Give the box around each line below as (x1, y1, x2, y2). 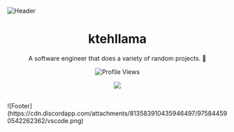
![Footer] (7, 101, 33, 110)
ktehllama (88, 31, 147, 47)
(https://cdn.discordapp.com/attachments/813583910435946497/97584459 (7, 109, 228, 117)
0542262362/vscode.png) (7, 116, 84, 125)
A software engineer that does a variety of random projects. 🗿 (28, 54, 207, 62)
